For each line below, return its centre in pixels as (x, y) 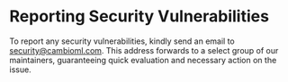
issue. (20, 70)
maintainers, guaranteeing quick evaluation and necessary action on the (143, 60)
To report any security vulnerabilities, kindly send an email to (122, 41)
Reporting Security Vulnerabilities (139, 16)
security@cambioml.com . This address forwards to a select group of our (144, 50)
